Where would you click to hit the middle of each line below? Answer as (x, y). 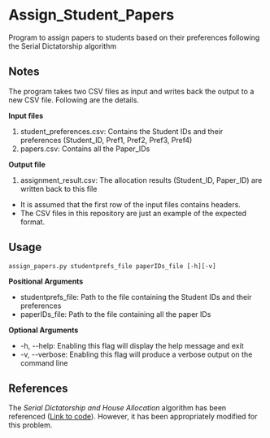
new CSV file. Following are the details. (74, 100)
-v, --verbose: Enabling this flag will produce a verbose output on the (136, 354)
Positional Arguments (46, 281)
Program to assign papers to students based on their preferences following (134, 37)
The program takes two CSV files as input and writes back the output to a (131, 91)
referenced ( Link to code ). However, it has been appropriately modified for (133, 417)
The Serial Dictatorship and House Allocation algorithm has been (118, 408)
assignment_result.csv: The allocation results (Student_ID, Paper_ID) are (141, 180)
